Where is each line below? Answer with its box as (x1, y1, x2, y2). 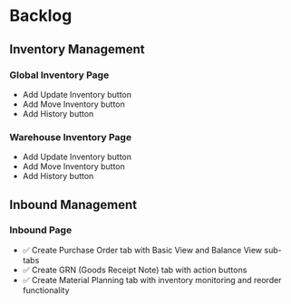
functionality (22, 284, 70, 295)
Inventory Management (9, 42, 145, 57)
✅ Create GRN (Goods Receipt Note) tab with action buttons (22, 264, 247, 275)
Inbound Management (9, 196, 138, 213)
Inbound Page (9, 223, 73, 236)
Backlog (9, 5, 73, 26)
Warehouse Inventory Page (9, 130, 132, 143)
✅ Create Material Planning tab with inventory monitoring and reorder (22, 274, 282, 285)
